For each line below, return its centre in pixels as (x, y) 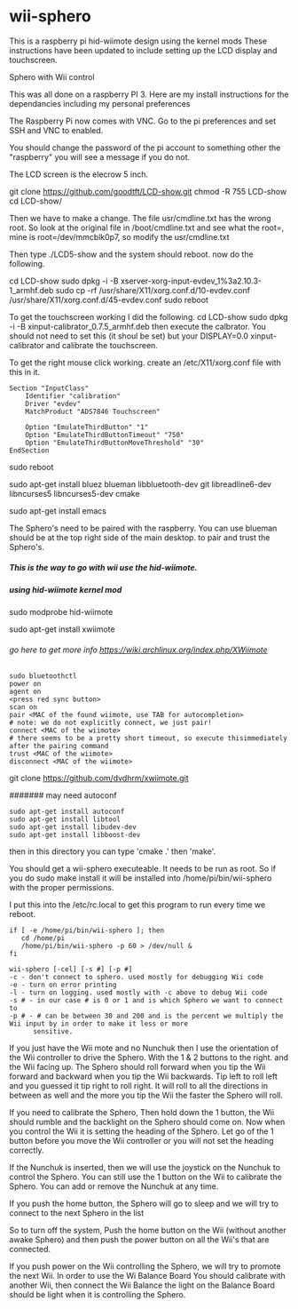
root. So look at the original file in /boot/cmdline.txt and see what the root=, (147, 227)
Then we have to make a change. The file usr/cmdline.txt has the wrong (141, 218)
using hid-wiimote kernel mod (66, 589)
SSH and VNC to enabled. (56, 130)
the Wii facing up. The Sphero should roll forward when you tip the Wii (137, 1067)
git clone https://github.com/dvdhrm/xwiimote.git (99, 778)
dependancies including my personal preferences (100, 103)
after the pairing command (59, 746)
